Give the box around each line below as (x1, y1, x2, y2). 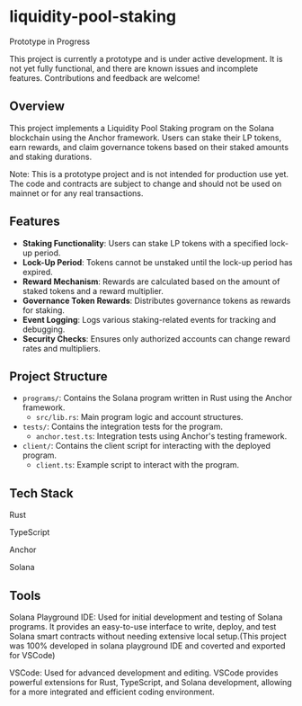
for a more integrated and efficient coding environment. (9, 686, 216, 697)
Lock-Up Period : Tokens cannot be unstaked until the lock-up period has (22, 256, 293, 267)
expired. (22, 266, 54, 277)
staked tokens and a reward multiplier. (22, 285, 164, 296)
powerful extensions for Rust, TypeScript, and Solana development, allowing (9, 677, 292, 687)
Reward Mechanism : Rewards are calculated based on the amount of (22, 276, 280, 287)
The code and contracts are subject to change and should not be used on (9, 178, 282, 189)
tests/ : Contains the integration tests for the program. (22, 421, 223, 433)
